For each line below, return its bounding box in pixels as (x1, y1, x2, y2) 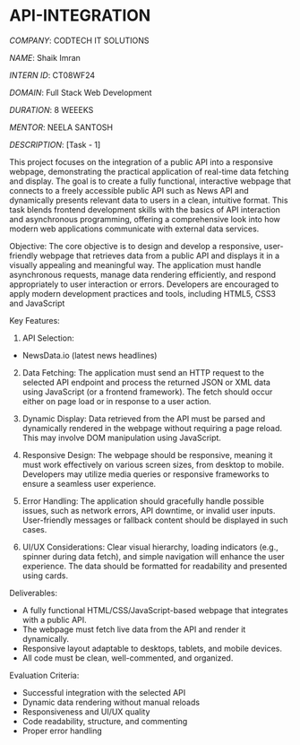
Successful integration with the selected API (21, 687, 186, 697)
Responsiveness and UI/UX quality (21, 706, 150, 717)
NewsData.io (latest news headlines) (21, 350, 158, 360)
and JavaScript (9, 298, 65, 308)
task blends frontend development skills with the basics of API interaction (9, 204, 280, 215)
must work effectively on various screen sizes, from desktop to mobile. (21, 459, 285, 470)
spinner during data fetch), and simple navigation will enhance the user (21, 550, 285, 561)
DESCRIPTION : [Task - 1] (9, 139, 101, 150)
